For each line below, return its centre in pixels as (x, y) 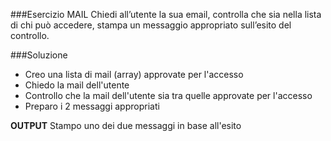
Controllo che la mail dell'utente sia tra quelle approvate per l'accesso (168, 95)
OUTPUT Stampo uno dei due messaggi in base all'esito (126, 125)
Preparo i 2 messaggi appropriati (92, 106)
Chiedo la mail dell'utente (77, 85)
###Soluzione (39, 55)
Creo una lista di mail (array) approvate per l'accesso (134, 74)
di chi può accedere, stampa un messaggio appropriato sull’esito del (151, 25)
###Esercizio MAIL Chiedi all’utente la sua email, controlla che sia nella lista (166, 14)
